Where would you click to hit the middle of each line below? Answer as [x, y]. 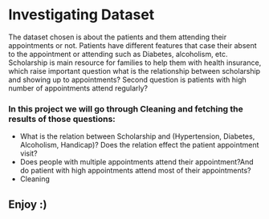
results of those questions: [62, 119]
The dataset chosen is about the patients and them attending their [118, 37]
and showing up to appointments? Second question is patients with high [127, 79]
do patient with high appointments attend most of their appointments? [135, 171]
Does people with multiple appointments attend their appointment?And [137, 162]
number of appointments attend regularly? [78, 88]
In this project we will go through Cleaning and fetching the [126, 108]
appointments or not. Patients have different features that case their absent [132, 45]
